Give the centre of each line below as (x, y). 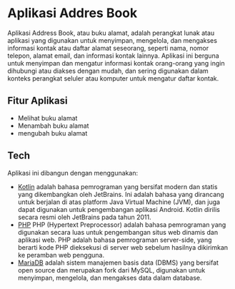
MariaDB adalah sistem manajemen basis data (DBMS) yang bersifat (118, 263)
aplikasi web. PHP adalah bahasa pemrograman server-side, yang (115, 240)
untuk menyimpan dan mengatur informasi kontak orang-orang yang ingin (116, 63)
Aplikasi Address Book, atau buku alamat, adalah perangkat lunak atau (111, 33)
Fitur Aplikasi (37, 101)
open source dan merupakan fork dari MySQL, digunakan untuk (111, 270)
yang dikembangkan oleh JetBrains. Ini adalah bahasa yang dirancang (121, 194)
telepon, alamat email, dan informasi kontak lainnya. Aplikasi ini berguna (113, 56)
